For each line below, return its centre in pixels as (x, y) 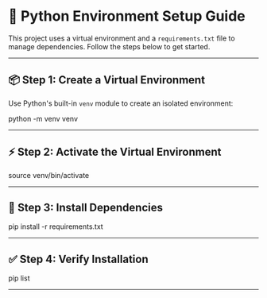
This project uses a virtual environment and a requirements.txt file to (122, 38)
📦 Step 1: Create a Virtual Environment (106, 80)
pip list (19, 278)
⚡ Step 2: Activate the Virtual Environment (115, 152)
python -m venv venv (43, 118)
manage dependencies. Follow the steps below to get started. (109, 46)
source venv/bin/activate (49, 175)
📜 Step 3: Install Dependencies (85, 207)
